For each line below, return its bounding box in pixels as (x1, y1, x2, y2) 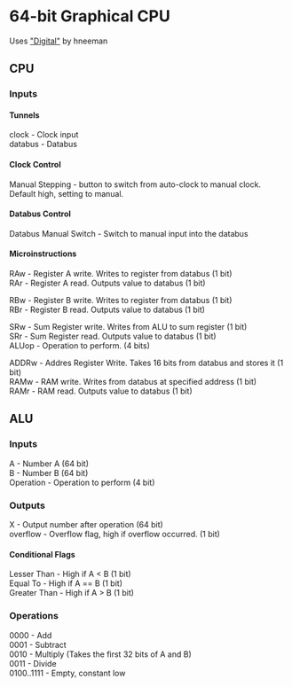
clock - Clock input (9, 129, 79, 140)
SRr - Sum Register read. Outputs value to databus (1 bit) (9, 331, 217, 342)
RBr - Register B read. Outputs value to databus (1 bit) (9, 304, 206, 316)
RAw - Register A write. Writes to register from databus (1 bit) (9, 269, 233, 279)
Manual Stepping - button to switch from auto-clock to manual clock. (9, 179, 262, 190)
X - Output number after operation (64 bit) (9, 519, 164, 530)
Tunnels (9, 109, 40, 121)
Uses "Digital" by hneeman (9, 35, 108, 46)
